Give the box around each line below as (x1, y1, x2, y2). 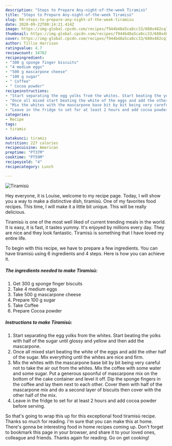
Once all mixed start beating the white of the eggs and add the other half (12, 348, 166, 354)
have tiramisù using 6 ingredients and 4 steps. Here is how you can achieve (5, 250, 165, 256)
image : (5, 27, 19, 32)
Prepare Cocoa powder (12, 307, 62, 314)
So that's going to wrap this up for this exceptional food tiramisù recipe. (5, 413, 157, 419)
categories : (5, 112, 31, 118)
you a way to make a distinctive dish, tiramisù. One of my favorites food (5, 198, 156, 204)
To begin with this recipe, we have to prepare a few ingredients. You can (5, 245, 158, 251)
